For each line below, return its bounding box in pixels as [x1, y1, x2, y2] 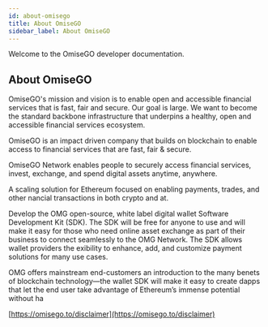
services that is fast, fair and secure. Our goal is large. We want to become [8, 103, 257, 113]
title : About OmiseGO [8, 19, 82, 28]
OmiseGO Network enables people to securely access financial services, [8, 160, 252, 170]
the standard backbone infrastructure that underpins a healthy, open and [8, 111, 252, 122]
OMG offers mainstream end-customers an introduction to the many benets [8, 268, 261, 278]
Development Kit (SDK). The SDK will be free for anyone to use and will [8, 217, 245, 227]
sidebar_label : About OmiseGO [8, 27, 111, 35]
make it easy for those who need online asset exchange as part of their [8, 226, 245, 236]
